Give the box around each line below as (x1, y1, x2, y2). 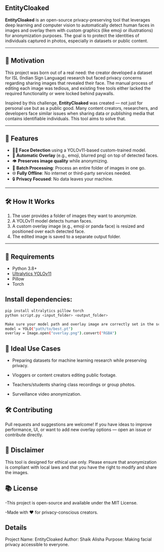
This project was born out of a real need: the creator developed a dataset (5, 70, 152, 75)
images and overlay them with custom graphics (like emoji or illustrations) (5, 27, 153, 33)
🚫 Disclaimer (5, 446, 44, 454)
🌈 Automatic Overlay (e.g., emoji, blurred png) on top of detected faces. (12, 152, 159, 158)
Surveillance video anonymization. (12, 391, 82, 397)
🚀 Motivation (5, 56, 45, 65)
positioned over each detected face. (12, 228, 85, 234)
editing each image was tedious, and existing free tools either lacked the (5, 85, 151, 91)
